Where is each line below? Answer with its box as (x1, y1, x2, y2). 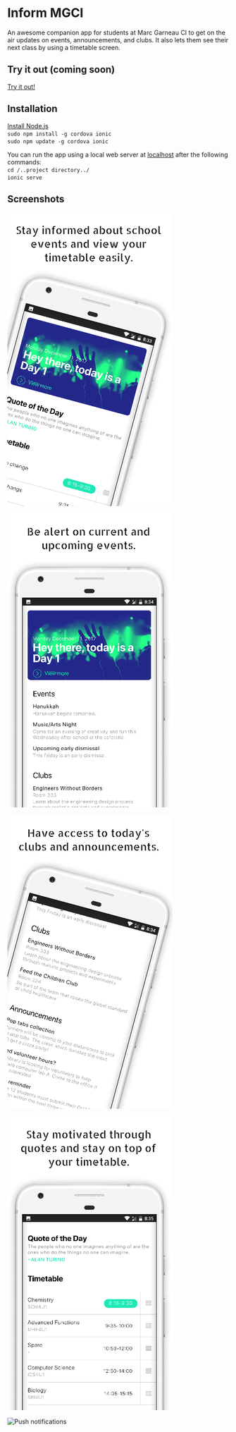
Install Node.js (7, 121, 49, 130)
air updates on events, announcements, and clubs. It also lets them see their (7, 35, 229, 44)
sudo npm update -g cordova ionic (7, 137, 109, 145)
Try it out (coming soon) (7, 63, 116, 75)
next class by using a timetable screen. (7, 43, 121, 51)
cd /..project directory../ (7, 166, 90, 173)
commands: (7, 157, 42, 166)
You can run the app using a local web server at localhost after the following (7, 150, 228, 159)
